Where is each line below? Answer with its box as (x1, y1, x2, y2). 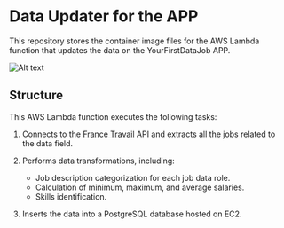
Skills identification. (35, 191, 107, 201)
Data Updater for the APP (9, 6, 199, 27)
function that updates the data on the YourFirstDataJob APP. (9, 44, 231, 55)
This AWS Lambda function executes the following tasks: (9, 111, 217, 122)
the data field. (21, 138, 74, 148)
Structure (9, 88, 64, 103)
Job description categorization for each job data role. (35, 172, 231, 183)
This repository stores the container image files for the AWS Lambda (9, 35, 260, 46)
